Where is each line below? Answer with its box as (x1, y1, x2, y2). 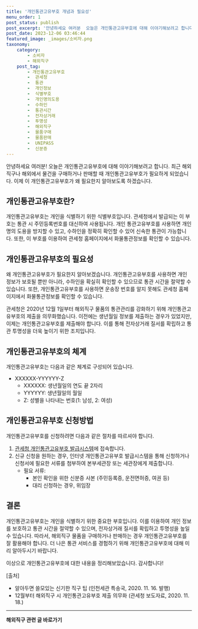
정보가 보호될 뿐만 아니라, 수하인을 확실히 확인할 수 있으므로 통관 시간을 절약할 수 (6, 278, 192, 285)
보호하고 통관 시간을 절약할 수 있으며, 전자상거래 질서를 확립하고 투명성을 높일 (12, 525, 190, 532)
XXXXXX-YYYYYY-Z (14, 375, 65, 382)
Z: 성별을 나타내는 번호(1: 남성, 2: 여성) (23, 396, 113, 404)
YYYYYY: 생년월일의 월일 (23, 389, 82, 396)
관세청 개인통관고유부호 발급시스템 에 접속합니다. (14, 444, 126, 452)
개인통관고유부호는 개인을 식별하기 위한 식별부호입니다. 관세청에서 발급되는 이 (6, 213, 184, 220)
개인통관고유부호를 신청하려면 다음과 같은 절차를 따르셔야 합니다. (6, 432, 154, 439)
